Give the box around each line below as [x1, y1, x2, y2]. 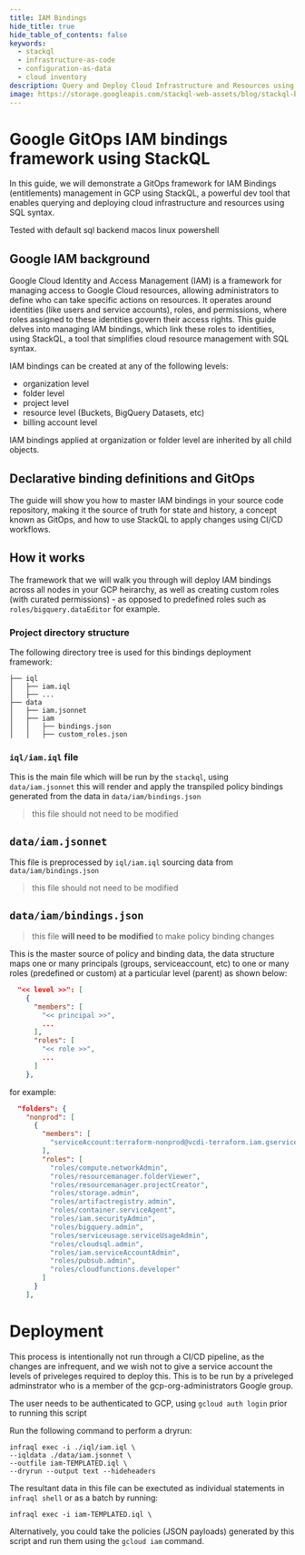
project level [22, 398, 70, 409]
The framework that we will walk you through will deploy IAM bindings [9, 574, 272, 585]
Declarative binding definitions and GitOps [9, 471, 256, 486]
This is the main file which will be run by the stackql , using [9, 771, 229, 783]
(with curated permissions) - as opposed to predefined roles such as [9, 594, 267, 605]
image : [9, 89, 34, 98]
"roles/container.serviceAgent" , [49, 1205, 177, 1215]
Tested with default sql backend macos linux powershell [9, 225, 220, 236]
